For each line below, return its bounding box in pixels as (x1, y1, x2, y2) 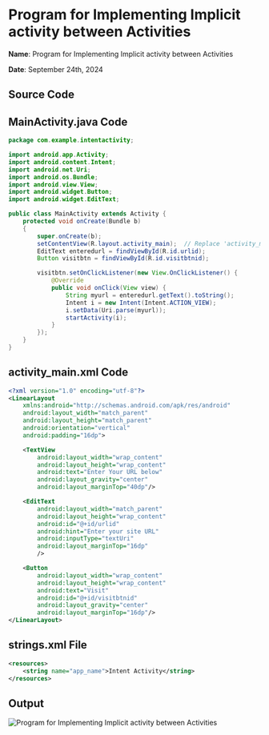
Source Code (8, 88, 74, 102)
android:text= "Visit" (37, 586, 110, 594)
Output (8, 697, 44, 710)
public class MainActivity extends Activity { (8, 210, 167, 218)
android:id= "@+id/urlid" (37, 520, 120, 528)
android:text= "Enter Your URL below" (37, 468, 163, 476)
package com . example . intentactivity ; (8, 136, 134, 145)
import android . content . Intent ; (8, 158, 116, 166)
